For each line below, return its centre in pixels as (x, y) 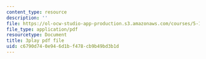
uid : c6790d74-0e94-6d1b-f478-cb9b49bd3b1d (63, 47)
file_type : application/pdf (42, 29)
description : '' (27, 18)
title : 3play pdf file (35, 41)
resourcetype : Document (37, 35)
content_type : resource (37, 12)
